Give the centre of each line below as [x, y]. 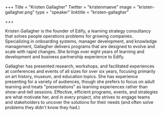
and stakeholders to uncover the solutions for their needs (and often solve [79, 102]
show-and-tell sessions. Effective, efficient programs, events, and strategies [81, 92]
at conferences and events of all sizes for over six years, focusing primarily [80, 71]
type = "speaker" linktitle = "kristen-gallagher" [82, 12]
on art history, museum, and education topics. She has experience [72, 76]
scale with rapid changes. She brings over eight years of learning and [75, 51]
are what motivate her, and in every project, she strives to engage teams [78, 97]
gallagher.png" [20, 12]
